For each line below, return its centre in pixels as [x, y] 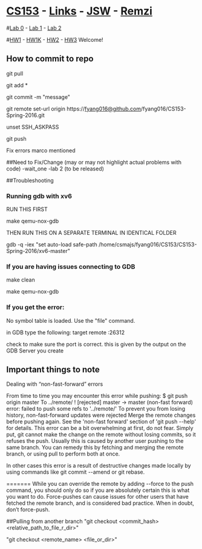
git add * [17, 85]
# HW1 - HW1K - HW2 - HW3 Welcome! [55, 39]
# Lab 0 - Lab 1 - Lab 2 [34, 28]
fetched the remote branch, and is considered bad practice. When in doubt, [100, 503]
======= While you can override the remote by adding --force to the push [100, 484]
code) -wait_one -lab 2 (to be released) [55, 169]
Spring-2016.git [26, 115]
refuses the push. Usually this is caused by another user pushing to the [95, 441]
